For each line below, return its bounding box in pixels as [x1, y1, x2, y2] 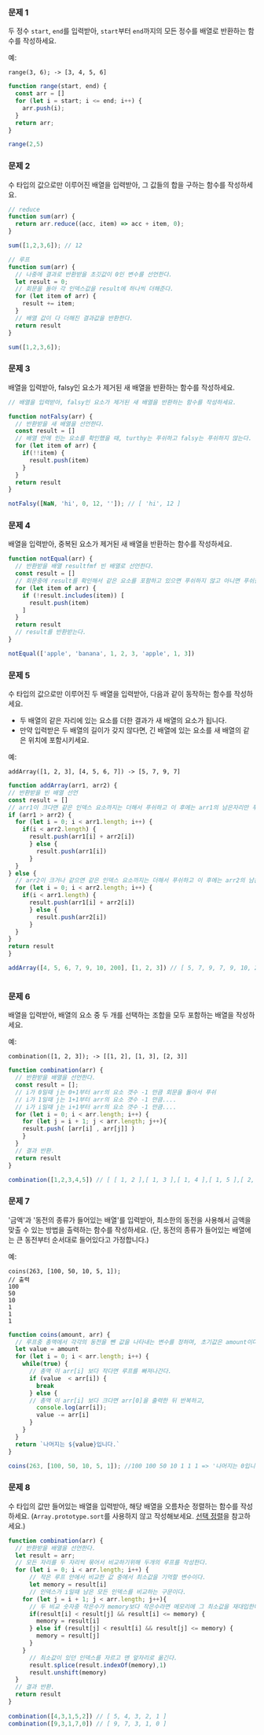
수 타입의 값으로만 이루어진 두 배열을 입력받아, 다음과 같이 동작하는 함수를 [8, 689, 233, 699]
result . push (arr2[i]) [36, 913, 108, 921]
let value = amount [15, 1346, 79, 1353]
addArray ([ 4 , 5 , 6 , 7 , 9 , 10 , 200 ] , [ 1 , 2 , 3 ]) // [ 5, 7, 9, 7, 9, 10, [8, 964, 251, 973]
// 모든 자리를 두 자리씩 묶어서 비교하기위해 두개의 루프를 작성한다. [15, 1559, 208, 1567]
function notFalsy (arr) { [8, 412, 93, 420]
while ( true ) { [22, 1360, 68, 1368]
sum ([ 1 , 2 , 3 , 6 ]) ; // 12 [8, 242, 82, 249]
